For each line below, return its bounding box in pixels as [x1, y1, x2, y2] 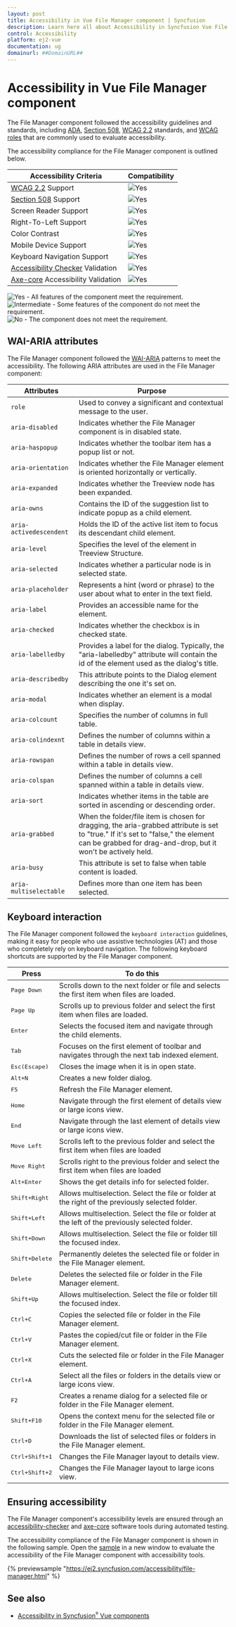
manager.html [7, 1572, 47, 1581]
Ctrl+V [11, 1335, 32, 1343]
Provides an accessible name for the [78, 600, 199, 610]
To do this [125, 969, 159, 979]
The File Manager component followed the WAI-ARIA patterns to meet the [7, 354, 221, 363]
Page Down [11, 986, 42, 994]
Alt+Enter [11, 1178, 42, 1185]
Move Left [11, 1142, 42, 1149]
